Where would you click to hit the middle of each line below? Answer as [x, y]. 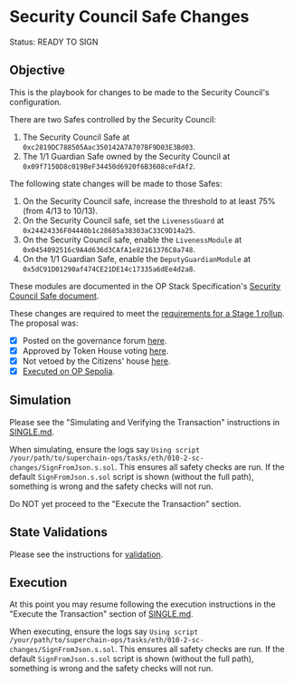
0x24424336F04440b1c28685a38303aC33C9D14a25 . [109, 229]
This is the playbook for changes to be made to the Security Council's [139, 92]
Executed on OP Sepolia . [69, 371]
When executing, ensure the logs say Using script [104, 631]
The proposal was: [44, 323]
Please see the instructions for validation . [86, 554]
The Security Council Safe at [76, 137]
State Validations [59, 532]
